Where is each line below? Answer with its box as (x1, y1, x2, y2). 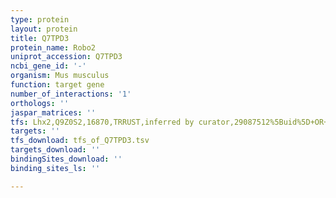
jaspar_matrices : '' (10, 107, 97, 118)
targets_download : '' (10, 145, 101, 155)
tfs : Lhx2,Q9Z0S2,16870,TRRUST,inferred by (10, 117, 195, 127)
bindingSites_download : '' (10, 154, 123, 164)
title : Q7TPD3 (10, 33, 70, 43)
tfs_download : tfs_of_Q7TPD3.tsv (10, 136, 150, 146)
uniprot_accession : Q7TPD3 (10, 52, 123, 62)
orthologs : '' (10, 98, 70, 108)
